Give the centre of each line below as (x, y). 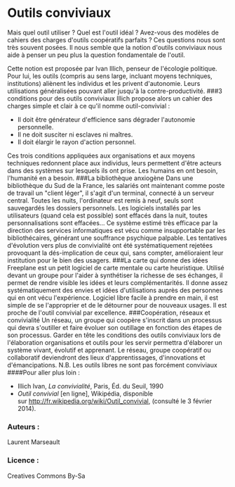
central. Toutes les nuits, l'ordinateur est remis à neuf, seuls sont (100, 200)
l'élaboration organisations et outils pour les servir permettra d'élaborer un (115, 342)
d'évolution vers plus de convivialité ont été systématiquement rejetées (110, 245)
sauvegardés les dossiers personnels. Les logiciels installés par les (104, 208)
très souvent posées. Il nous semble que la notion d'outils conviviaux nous (115, 47)
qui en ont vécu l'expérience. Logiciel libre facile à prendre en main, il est (113, 298)
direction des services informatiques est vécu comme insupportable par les (116, 230)
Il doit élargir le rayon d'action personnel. (77, 141)
